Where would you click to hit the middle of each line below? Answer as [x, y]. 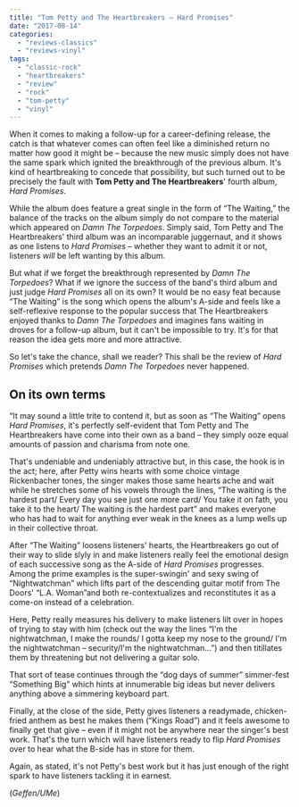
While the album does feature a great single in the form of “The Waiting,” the [149, 208]
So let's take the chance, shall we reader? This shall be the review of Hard [145, 357]
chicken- [270, 711]
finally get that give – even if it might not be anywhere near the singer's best [149, 730]
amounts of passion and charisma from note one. [100, 445]
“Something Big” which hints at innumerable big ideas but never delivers [142, 685]
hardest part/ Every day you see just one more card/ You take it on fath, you [149, 500]
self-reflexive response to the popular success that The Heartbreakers [139, 311]
